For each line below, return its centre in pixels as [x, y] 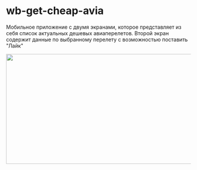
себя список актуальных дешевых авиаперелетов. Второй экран [87, 33]
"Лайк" [15, 46]
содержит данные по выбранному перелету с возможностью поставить [97, 39]
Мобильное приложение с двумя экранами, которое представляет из [94, 27]
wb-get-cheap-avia [55, 11]
